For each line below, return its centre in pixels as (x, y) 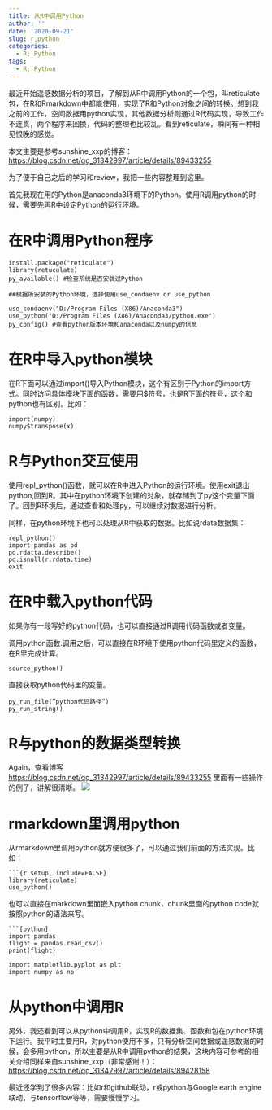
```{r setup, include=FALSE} (58, 873)
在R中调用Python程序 (81, 240)
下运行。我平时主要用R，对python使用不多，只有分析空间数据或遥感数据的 (133, 1041)
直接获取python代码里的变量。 (59, 684)
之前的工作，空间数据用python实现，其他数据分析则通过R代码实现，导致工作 (136, 113)
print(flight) (32, 951)
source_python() (36, 669)
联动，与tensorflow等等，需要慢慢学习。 (76, 1098)
